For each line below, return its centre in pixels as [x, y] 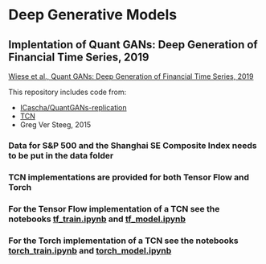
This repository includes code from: [68, 92]
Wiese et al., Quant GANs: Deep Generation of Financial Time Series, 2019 [131, 76]
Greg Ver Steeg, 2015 [55, 125]
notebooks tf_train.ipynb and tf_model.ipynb [97, 219]
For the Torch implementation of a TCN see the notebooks [123, 241]
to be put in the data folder [61, 155]
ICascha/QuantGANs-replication [73, 107]
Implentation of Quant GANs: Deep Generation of [133, 45]
